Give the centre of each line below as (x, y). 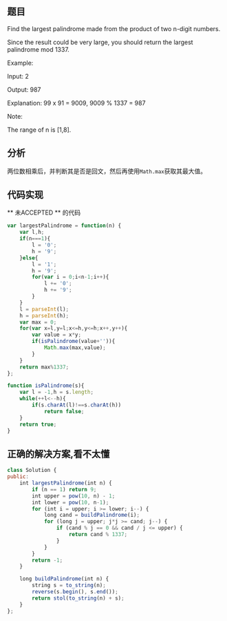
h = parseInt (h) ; (44, 315)
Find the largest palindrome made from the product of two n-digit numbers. (114, 28)
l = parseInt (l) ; (44, 309)
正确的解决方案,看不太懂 (58, 454)
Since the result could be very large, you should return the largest (100, 42)
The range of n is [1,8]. (39, 130)
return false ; (64, 411)
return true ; (38, 424)
